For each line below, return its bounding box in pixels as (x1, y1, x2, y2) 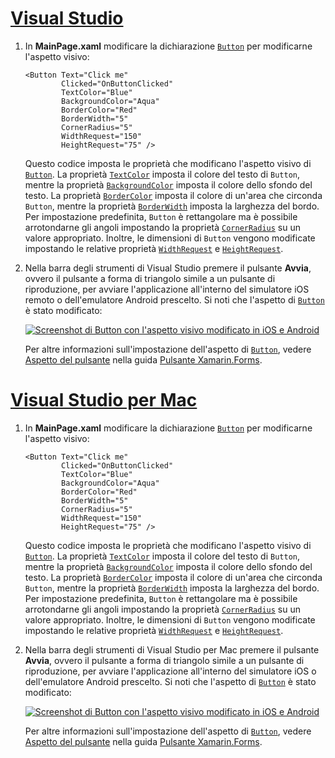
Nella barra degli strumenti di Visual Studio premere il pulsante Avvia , (24, 262, 312, 274)
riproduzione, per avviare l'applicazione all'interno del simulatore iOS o (24, 665, 317, 677)
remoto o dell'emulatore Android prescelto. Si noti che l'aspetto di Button (24, 293, 325, 306)
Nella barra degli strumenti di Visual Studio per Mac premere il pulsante (24, 643, 320, 656)
